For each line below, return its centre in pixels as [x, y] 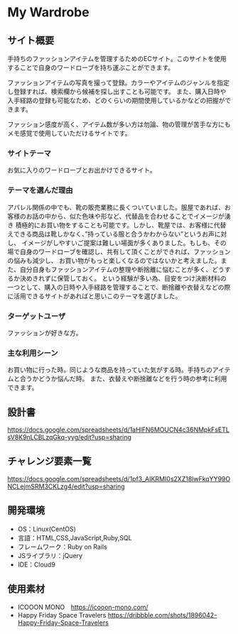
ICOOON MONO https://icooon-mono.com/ [83, 607]
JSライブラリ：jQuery [50, 555]
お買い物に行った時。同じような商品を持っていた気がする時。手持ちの [110, 370]
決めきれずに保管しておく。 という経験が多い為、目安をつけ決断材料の [123, 278]
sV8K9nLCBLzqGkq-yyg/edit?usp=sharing [69, 437]
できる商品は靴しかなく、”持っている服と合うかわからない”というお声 [114, 234]
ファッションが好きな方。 [45, 333]
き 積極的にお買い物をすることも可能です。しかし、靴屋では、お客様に [111, 225]
